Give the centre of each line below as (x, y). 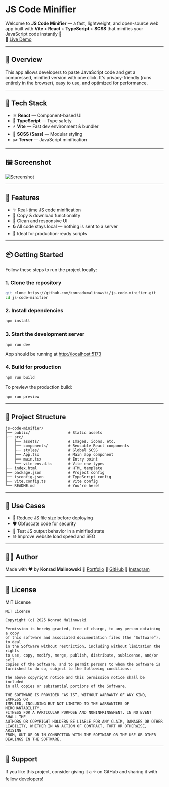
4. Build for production (33, 367)
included (14, 682)
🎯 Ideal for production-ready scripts (50, 234)
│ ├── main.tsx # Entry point (52, 460)
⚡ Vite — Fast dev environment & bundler (56, 126)
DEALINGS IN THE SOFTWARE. (33, 739)
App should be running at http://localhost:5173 (53, 354)
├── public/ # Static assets (54, 433)
